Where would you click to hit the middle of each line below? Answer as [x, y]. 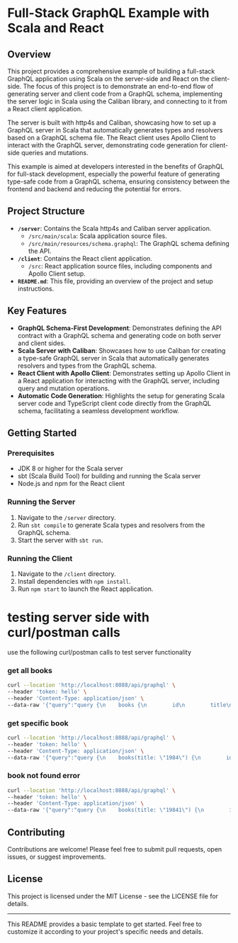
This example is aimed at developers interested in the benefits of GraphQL [116, 166]
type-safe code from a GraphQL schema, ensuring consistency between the [119, 181]
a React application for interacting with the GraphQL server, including [118, 380]
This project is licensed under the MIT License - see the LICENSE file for [113, 896]
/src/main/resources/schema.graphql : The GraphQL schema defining [129, 243]
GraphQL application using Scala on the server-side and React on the [109, 79]
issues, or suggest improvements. [57, 857]
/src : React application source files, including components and [120, 266]
